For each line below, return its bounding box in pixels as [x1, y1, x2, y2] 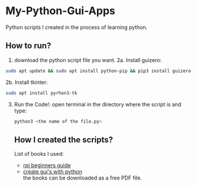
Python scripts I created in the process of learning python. [5, 24, 148, 31]
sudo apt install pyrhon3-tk [5, 90, 77, 96]
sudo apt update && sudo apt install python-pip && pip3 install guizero [5, 68, 192, 74]
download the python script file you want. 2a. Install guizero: [14, 56, 162, 63]
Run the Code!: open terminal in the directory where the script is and [14, 100, 182, 107]
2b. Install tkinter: [5, 79, 48, 86]
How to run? [5, 41, 51, 51]
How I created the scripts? [14, 135, 114, 145]
